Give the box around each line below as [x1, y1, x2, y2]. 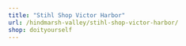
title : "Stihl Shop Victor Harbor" [8, 11, 126, 19]
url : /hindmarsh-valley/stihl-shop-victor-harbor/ [8, 19, 179, 27]
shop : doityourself [8, 26, 73, 34]
